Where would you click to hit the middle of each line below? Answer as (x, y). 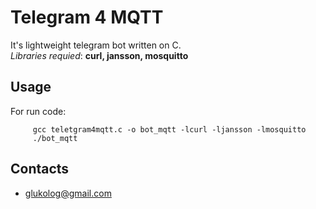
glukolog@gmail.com (68, 193)
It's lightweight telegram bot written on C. (96, 45)
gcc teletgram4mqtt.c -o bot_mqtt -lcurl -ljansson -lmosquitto (169, 129)
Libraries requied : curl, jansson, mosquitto (99, 55)
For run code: (38, 111)
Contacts (40, 169)
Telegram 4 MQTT (87, 17)
